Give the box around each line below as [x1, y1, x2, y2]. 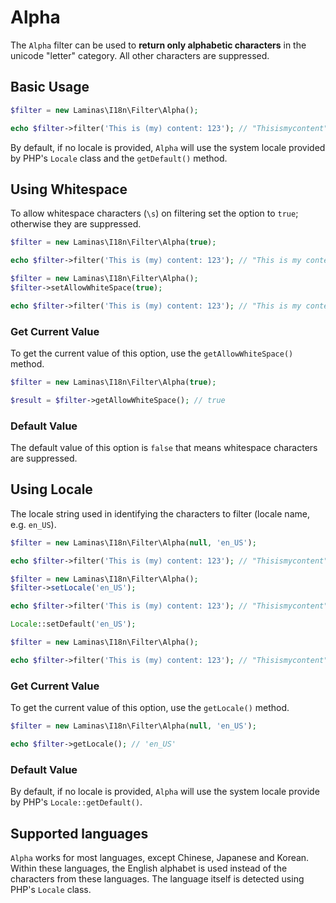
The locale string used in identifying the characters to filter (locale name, [10, 507, 310, 520]
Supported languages [10, 825, 149, 842]
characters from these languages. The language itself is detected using [10, 873, 305, 885]
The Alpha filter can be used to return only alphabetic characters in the [10, 39, 307, 51]
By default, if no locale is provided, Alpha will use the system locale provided [10, 141, 326, 153]
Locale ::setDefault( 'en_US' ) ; [10, 619, 137, 630]
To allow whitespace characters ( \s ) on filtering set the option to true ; [10, 207, 299, 220]
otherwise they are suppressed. [10, 218, 142, 230]
